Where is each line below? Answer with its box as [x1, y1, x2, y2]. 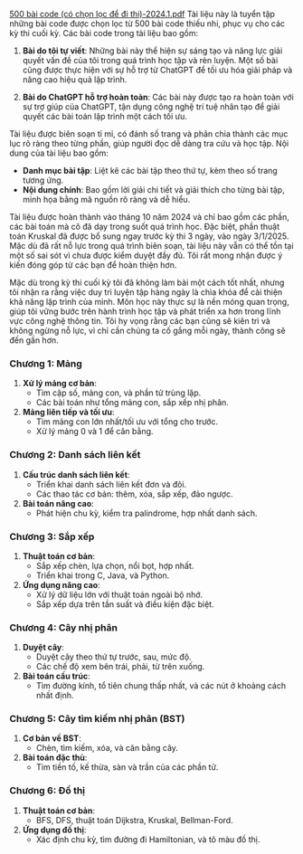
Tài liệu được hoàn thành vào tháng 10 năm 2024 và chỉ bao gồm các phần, [9, 212, 289, 222]
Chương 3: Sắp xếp [9, 530, 95, 543]
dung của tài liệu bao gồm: [9, 147, 109, 158]
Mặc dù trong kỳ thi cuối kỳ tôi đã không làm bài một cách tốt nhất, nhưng [9, 277, 285, 288]
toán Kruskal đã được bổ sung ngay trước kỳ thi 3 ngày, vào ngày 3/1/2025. [9, 231, 289, 242]
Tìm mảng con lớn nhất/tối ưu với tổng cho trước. [35, 416, 219, 427]
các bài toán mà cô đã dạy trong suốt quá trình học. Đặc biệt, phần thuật [9, 222, 280, 232]
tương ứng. [22, 175, 64, 185]
